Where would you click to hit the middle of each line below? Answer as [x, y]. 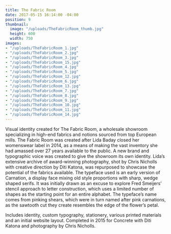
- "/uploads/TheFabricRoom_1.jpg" [42, 48]
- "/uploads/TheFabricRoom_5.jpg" [42, 72]
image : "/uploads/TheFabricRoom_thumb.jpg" [57, 29]
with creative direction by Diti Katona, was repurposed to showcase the [80, 167]
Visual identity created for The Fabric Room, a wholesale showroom [77, 129]
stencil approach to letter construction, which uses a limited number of [80, 189]
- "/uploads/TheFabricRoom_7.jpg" [42, 91]
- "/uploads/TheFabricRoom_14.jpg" [43, 115]
